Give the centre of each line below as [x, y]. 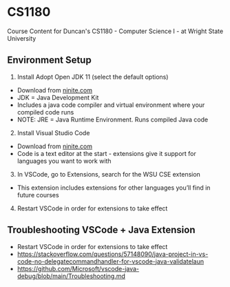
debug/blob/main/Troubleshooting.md [71, 276]
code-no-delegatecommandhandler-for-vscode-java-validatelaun [111, 261]
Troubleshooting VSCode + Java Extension [101, 230]
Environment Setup [49, 60]
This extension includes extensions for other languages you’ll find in [114, 188]
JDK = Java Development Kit [58, 97]
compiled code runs [45, 112]
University [22, 38]
